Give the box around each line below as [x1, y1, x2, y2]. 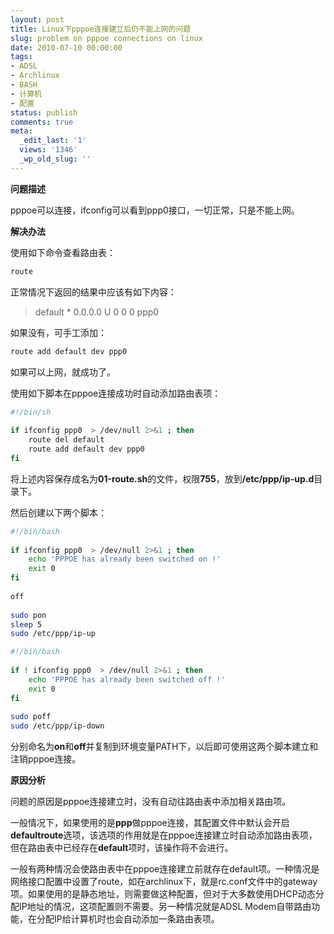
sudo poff [10, 712, 52, 722]
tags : [10, 52, 33, 62]
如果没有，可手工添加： [10, 326, 107, 338]
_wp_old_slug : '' [19, 154, 92, 164]
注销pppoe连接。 [10, 753, 82, 765]
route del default [28, 435, 105, 445]
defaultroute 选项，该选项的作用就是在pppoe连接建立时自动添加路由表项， [10, 829, 318, 841]
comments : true [10, 117, 74, 127]
